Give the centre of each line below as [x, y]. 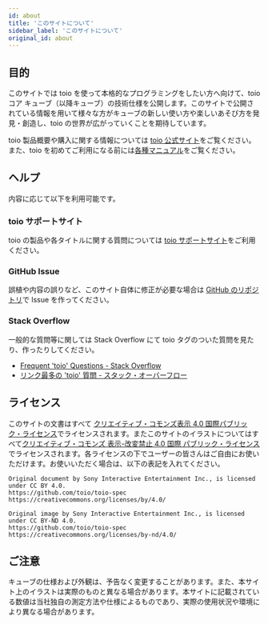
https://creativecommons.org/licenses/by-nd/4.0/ [93, 534]
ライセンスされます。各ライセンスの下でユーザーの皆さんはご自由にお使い [137, 454]
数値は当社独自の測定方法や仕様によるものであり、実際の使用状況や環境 [134, 602]
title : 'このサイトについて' [51, 23]
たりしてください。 [67, 350]
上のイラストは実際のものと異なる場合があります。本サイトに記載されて [134, 592]
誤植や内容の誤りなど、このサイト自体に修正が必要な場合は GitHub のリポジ [134, 290]
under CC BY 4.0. [37, 486]
